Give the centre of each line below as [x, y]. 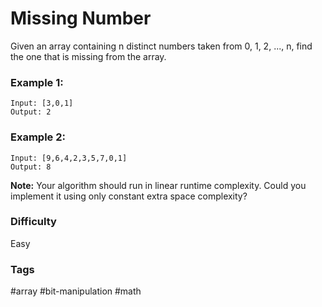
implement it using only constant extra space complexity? [129, 196]
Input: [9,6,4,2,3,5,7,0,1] [69, 158]
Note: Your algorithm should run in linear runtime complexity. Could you [158, 185]
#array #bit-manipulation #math [76, 291]
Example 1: [37, 82]
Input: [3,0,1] [42, 103]
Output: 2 [31, 112]
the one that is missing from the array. [88, 56]
